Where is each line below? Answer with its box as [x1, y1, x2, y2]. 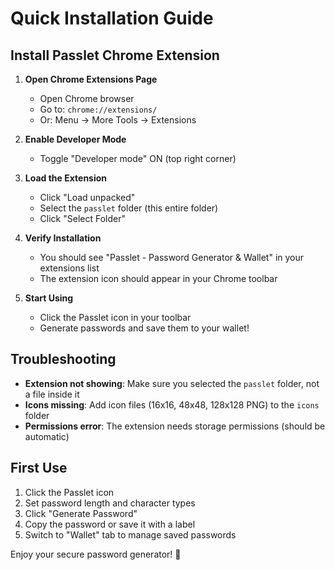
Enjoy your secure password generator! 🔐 [10, 548, 182, 560]
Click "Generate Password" [24, 507, 138, 519]
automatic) [24, 430, 70, 442]
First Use [10, 460, 68, 477]
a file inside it [24, 388, 80, 400]
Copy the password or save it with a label [24, 518, 196, 530]
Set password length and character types [24, 497, 196, 509]
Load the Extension [24, 172, 108, 184]
